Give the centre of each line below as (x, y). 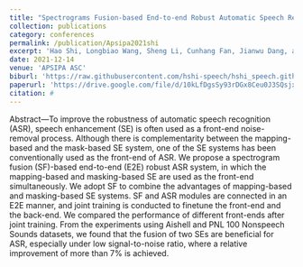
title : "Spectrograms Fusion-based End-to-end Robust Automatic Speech (147, 18)
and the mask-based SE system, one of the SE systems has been (156, 147)
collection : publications (58, 26)
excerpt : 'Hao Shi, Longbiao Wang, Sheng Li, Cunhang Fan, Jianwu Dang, (149, 51)
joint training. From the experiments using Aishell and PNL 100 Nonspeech (147, 224)
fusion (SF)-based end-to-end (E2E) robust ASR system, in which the (138, 167)
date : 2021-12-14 (42, 60)
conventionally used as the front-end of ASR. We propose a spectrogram (145, 157)
